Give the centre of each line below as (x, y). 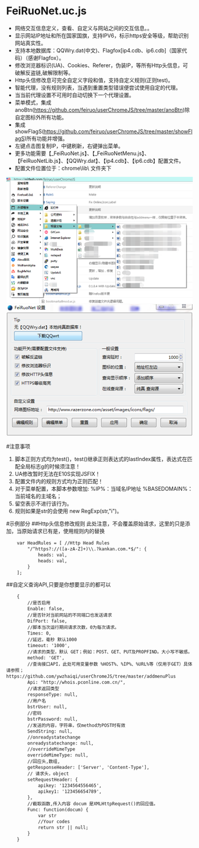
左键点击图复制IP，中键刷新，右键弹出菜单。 (69, 146)
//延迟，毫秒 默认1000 (52, 639)
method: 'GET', (46, 658)
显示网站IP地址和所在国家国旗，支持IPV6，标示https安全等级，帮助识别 (102, 35)
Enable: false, (46, 609)
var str (47, 815)
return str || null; (63, 827)
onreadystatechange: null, (61, 743)
